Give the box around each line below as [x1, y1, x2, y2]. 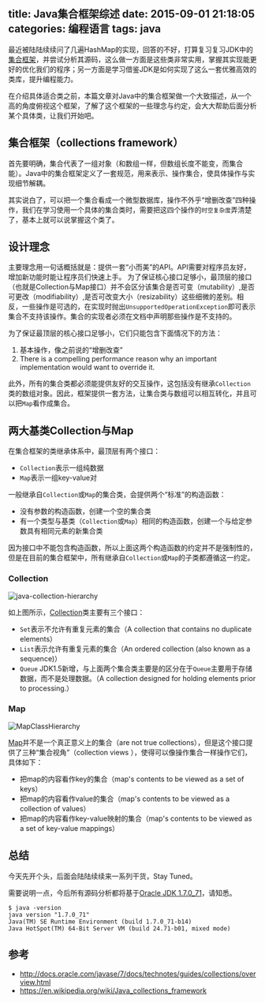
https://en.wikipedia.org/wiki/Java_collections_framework [19, 986, 207, 996]
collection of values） [19, 803, 91, 813]
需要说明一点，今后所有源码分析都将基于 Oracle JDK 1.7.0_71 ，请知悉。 [8, 888, 237, 897]
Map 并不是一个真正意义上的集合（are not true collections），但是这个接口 [8, 737, 246, 747]
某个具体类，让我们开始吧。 [8, 110, 99, 120]
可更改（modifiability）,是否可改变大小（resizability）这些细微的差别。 [8, 292, 237, 301]
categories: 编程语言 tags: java [8, 22, 162, 36]
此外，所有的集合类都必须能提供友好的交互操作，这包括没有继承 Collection [8, 379, 251, 388]
